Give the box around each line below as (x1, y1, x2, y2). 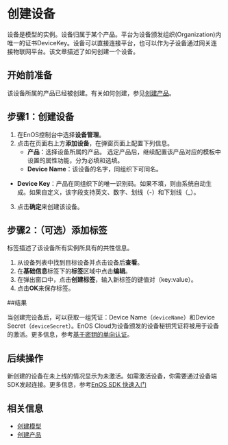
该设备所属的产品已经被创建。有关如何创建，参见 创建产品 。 (7, 88, 175, 97)
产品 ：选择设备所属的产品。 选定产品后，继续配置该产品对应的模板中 (27, 147, 221, 156)
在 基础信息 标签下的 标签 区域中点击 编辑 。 (16, 267, 131, 275)
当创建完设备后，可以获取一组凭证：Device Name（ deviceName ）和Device (7, 313, 216, 322)
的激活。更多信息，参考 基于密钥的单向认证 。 (7, 330, 134, 339)
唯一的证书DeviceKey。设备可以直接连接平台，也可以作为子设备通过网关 (7, 38, 212, 47)
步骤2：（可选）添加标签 (7, 224, 107, 236)
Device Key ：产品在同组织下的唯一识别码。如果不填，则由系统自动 (16, 179, 207, 187)
